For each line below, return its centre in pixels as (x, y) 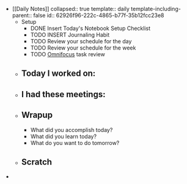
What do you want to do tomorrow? (75, 142)
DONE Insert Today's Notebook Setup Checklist (90, 28)
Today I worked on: (58, 74)
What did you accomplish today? (71, 130)
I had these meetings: (63, 94)
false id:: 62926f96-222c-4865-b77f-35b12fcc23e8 (99, 15)
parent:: (22, 15)
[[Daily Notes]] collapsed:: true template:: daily (71, 9)
